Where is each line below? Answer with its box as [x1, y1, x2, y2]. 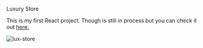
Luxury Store [6, 5, 39, 12]
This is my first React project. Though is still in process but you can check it [6, 17, 197, 24]
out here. [6, 24, 29, 30]
